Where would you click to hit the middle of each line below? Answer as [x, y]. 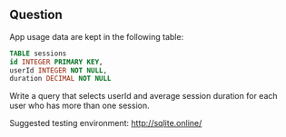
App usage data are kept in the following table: [97, 36]
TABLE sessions [38, 54]
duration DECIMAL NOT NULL [60, 79]
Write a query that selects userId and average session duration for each [144, 96]
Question [36, 15]
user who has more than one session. [79, 106]
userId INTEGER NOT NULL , [58, 70]
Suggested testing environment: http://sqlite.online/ [106, 123]
